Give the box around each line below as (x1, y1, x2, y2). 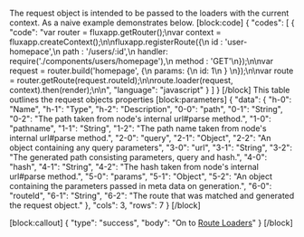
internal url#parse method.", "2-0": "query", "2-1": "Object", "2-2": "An (9, 133, 271, 143)
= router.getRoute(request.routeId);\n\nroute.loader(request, (9, 75, 233, 85)
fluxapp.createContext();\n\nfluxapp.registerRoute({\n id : (9, 36, 223, 47)
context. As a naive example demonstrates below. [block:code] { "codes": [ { (9, 17, 295, 28)
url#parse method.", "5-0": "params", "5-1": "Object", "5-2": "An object (9, 171, 273, 182)
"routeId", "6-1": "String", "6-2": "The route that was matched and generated (9, 190, 295, 201)
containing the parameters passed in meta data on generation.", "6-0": (9, 181, 272, 191)
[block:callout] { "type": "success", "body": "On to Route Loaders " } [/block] (9, 217, 293, 228)
